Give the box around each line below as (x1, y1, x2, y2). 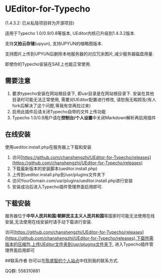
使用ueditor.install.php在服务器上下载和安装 (5, 144, 92, 150)
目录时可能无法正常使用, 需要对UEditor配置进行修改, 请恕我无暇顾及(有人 (12, 96, 156, 102)
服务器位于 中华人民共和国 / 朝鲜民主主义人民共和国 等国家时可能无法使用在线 (5, 213, 155, 219)
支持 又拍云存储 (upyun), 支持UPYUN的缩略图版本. (5, 40, 103, 46)
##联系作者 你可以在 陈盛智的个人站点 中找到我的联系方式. (5, 258, 119, 263)
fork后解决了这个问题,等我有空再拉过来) (12, 103, 91, 108)
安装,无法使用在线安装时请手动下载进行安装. (5, 219, 93, 225)
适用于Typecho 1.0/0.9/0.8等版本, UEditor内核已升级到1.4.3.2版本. (5, 30, 136, 36)
